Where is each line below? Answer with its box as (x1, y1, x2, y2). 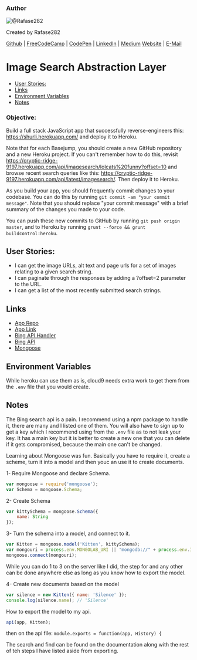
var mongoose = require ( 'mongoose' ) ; (6, 481, 98, 487)
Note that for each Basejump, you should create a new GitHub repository (6, 144, 182, 151)
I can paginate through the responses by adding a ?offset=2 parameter (14, 275, 186, 282)
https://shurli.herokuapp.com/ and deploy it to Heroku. (6, 133, 138, 140)
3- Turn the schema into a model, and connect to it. (6, 530, 130, 537)
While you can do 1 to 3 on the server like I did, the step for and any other (6, 563, 184, 570)
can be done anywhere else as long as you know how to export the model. (6, 569, 186, 576)
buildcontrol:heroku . (6, 229, 58, 236)
